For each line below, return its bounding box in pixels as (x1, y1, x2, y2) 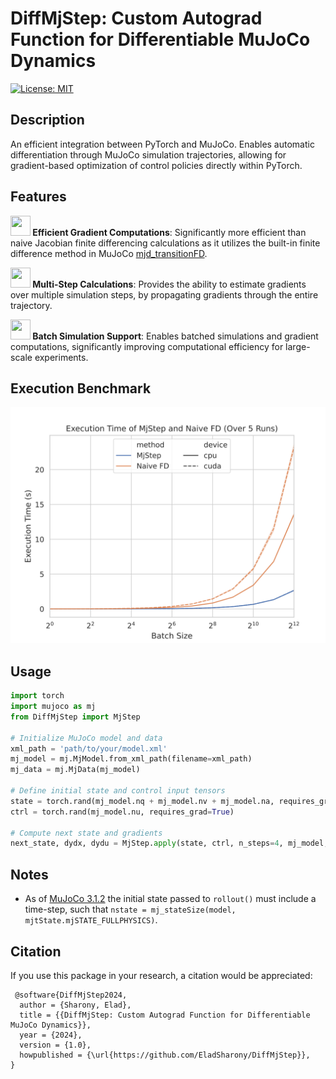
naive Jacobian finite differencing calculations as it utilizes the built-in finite (10, 237, 321, 249)
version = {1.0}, (19, 1040, 92, 1050)
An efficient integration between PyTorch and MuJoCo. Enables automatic (10, 138, 315, 150)
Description (10, 112, 85, 129)
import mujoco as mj (10, 702, 97, 712)
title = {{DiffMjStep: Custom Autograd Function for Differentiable (19, 1010, 311, 1020)
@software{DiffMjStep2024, (14, 990, 128, 1000)
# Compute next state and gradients (10, 828, 163, 838)
